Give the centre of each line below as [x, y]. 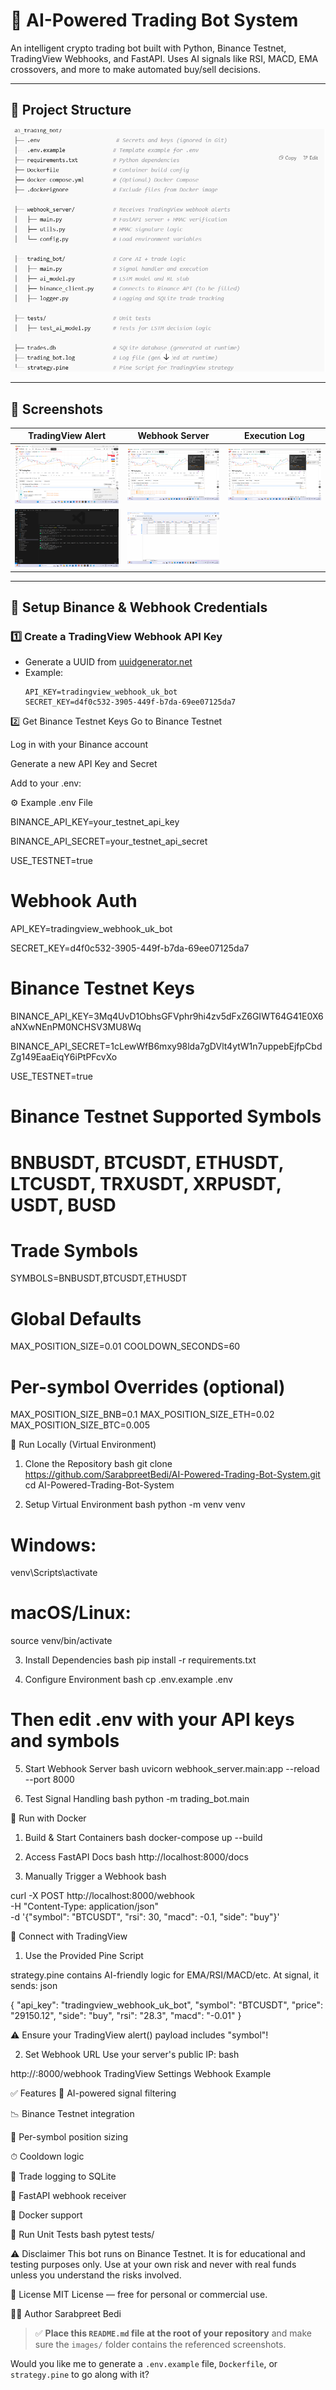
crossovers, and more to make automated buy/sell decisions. [135, 69]
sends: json [34, 1986]
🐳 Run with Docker [48, 1818]
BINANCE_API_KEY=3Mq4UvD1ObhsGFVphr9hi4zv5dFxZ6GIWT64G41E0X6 [167, 1016]
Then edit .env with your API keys [152, 1720]
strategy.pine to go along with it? [80, 2375]
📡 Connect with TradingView [69, 1936]
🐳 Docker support [46, 2215]
